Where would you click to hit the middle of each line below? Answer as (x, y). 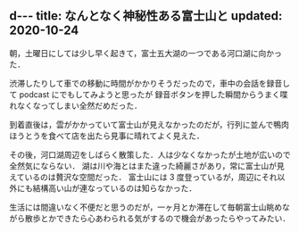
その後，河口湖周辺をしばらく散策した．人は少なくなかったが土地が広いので (150, 154)
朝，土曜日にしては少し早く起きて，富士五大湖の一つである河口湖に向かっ (146, 53)
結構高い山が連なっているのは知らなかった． (115, 188)
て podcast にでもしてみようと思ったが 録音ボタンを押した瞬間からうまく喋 (149, 94)
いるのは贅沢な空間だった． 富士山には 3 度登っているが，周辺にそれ (151, 177)
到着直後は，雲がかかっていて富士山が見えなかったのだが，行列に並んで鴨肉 (149, 124)
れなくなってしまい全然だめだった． (76, 105)
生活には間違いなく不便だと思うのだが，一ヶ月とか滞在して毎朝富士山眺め (146, 207)
